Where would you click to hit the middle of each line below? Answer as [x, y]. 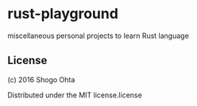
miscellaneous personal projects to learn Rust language [98, 36]
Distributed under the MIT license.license [75, 95]
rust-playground [63, 14]
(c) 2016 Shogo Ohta [41, 79]
